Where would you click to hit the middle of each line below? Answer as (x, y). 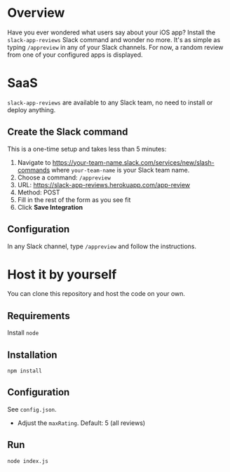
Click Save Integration (50, 207)
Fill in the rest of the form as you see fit (74, 200)
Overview (36, 13)
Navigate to (34, 162)
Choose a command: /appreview (64, 177)
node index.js (28, 461)
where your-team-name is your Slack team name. (121, 170)
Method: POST (39, 192)
